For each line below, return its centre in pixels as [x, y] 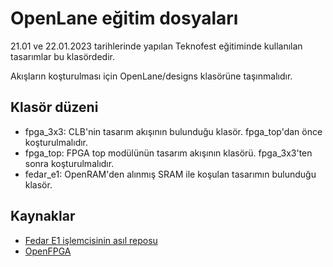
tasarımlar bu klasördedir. [62, 56]
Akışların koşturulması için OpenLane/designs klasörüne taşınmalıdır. [151, 76]
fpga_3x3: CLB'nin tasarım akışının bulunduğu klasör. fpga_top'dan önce [173, 131]
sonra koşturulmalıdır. [69, 163]
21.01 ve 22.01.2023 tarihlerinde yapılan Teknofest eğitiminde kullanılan [156, 46]
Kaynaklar [43, 216]
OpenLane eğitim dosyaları [124, 18]
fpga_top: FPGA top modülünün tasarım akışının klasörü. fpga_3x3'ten [168, 153]
